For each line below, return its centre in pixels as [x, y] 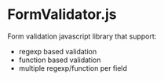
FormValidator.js [62, 15]
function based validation [60, 60]
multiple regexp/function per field [73, 68]
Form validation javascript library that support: [82, 36]
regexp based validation [58, 51]
